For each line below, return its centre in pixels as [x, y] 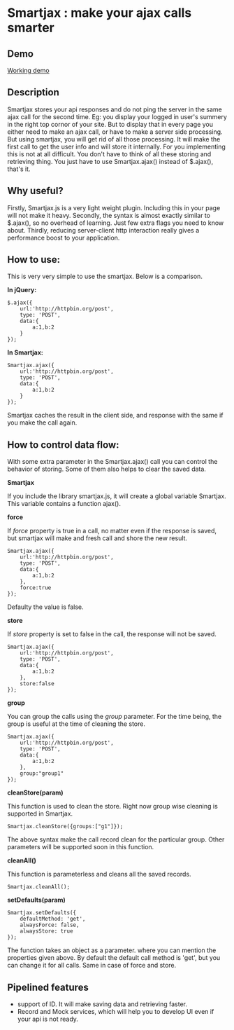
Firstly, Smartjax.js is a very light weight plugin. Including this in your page [114, 207]
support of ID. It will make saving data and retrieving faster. [102, 1004]
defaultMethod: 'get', [53, 919]
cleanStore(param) [36, 792]
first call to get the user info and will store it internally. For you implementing [116, 146]
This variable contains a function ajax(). [64, 504]
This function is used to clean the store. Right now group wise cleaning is [112, 806]
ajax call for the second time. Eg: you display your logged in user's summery [117, 116]
